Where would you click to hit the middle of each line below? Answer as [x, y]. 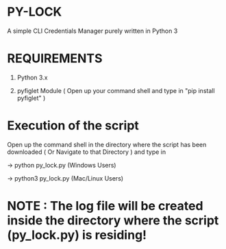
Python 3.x [32, 77]
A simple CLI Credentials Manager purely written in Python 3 [92, 31]
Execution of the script [73, 126]
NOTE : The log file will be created [105, 206]
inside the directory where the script [113, 220]
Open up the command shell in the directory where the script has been [107, 144]
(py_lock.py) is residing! [77, 235]
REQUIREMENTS [55, 58]
